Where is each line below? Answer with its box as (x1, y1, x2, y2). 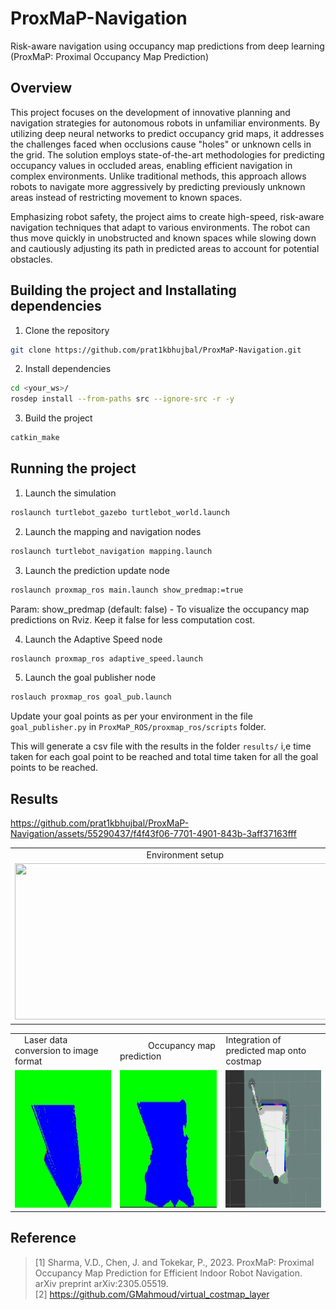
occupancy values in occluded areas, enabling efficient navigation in (10, 159, 293, 171)
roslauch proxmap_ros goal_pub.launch (10, 692, 172, 702)
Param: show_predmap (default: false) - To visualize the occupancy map (10, 603, 310, 615)
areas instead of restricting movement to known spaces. (10, 191, 243, 203)
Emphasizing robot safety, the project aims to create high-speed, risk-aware (10, 210, 325, 222)
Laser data (24, 1034, 68, 1046)
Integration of (225, 1034, 282, 1046)
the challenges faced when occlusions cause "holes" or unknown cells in (10, 138, 312, 150)
